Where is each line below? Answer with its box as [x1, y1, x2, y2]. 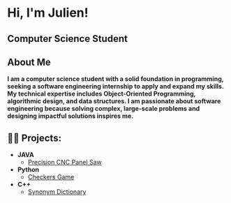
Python [17, 165, 40, 174]
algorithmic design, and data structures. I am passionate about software [7, 97, 221, 105]
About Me [7, 56, 51, 68]
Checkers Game [27, 173, 75, 181]
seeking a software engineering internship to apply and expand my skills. [7, 82, 225, 91]
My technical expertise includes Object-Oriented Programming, [7, 89, 196, 98]
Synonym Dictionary [27, 188, 87, 196]
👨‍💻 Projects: [7, 132, 61, 144]
